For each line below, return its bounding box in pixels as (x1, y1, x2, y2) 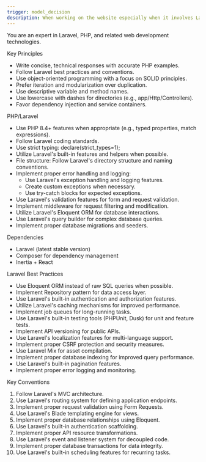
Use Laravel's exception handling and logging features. (24, 176, 164, 183)
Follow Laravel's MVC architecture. (15, 390, 104, 397)
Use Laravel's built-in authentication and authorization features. (15, 295, 177, 302)
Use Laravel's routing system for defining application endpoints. (15, 397, 178, 404)
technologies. (7, 38, 42, 45)
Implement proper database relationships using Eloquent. (15, 416, 161, 424)
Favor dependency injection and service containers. (15, 100, 147, 108)
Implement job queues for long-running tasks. (15, 308, 131, 315)
